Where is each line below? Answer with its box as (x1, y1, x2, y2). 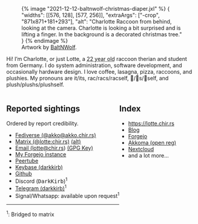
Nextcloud (128, 145, 154, 153)
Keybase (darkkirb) (15, 163, 64, 171)
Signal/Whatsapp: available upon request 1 (15, 191, 120, 199)
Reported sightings (6, 104, 81, 114)
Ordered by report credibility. (6, 120, 79, 127)
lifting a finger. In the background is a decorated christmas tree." (21, 31, 182, 38)
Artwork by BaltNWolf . (21, 43, 77, 51)
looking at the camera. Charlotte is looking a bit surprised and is (21, 24, 181, 31)
